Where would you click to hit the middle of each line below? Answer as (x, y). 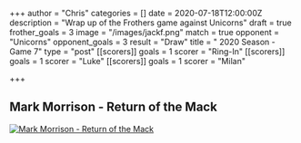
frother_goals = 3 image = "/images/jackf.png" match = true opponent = (145, 32)
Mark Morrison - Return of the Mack (114, 107)
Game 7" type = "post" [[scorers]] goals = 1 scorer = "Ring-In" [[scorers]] (147, 52)
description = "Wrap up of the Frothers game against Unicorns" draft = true (151, 23)
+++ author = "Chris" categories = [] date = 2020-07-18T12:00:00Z (136, 13)
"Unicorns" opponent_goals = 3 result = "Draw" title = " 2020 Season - (142, 42)
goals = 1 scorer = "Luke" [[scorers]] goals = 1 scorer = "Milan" (127, 61)
